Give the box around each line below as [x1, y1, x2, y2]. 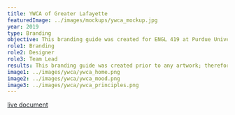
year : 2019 [7, 23, 39, 30]
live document [7, 100, 48, 109]
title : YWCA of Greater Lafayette [7, 10, 108, 17]
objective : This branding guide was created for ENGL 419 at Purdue [7, 36, 211, 43]
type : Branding [7, 29, 52, 37]
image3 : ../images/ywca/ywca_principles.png [7, 82, 139, 89]
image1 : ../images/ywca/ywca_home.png [7, 68, 120, 75]
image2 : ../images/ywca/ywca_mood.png [7, 75, 120, 82]
